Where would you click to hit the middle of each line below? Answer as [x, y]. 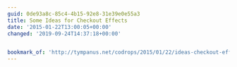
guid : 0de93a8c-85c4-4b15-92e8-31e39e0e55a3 [74, 14]
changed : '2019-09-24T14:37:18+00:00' [64, 33]
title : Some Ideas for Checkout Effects [68, 20]
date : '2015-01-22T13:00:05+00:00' [60, 27]
